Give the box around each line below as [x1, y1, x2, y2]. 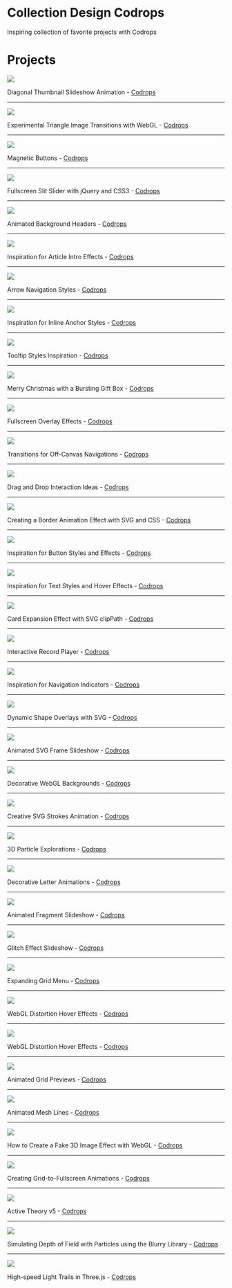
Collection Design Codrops [7, 5, 164, 21]
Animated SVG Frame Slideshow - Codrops [7, 746, 130, 755]
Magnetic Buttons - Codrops [7, 154, 88, 162]
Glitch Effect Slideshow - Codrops [7, 944, 104, 952]
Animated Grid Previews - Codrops [7, 1075, 107, 1084]
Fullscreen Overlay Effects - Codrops [7, 417, 113, 425]
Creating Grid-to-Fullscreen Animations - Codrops [7, 1174, 150, 1182]
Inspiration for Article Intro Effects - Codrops [7, 252, 134, 261]
